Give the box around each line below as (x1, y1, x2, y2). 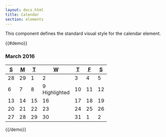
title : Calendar (5, 12, 39, 17)
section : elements (5, 17, 44, 22)
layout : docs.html (5, 7, 44, 13)
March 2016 (5, 53, 35, 60)
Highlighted (42, 89, 70, 96)
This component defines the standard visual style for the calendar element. (5, 31, 161, 37)
